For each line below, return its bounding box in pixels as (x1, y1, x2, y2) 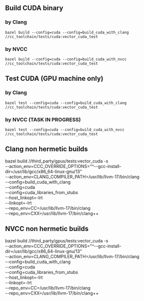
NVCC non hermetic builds (5, 225, 89, 233)
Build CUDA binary (5, 4, 64, 12)
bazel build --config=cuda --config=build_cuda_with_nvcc (5, 57, 127, 62)
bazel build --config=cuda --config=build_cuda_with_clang (5, 30, 129, 35)
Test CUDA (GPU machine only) (5, 74, 104, 83)
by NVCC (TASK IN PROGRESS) (5, 116, 81, 123)
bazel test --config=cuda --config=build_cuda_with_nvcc (5, 127, 125, 132)
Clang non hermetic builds (5, 145, 88, 153)
